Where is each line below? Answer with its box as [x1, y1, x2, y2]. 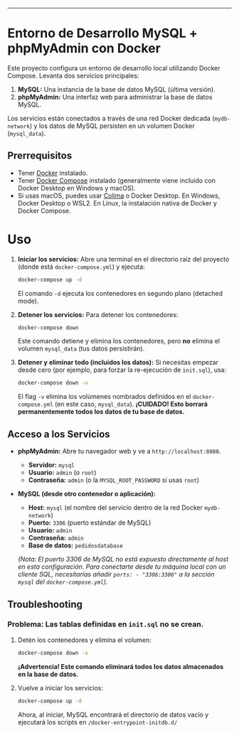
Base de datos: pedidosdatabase [28, 541, 123, 550]
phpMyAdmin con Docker [7, 41, 161, 57]
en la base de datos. [17, 670, 79, 678]
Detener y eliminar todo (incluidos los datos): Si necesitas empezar [17, 358, 219, 367]
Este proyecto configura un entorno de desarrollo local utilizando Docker [7, 63, 221, 72]
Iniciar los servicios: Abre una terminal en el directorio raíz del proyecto [17, 255, 230, 263]
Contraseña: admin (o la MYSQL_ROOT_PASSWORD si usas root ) [28, 476, 200, 484]
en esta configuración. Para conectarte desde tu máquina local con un [17, 562, 226, 571]
